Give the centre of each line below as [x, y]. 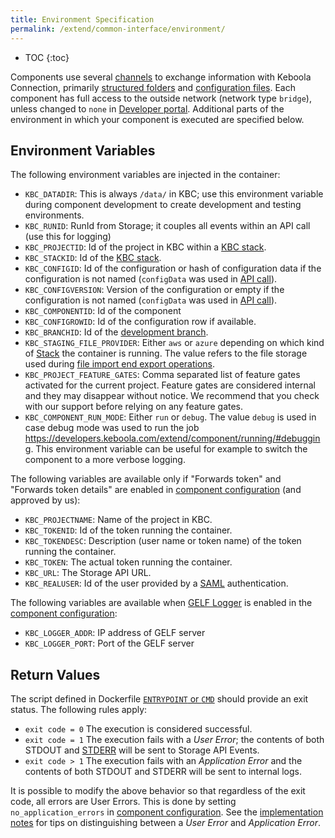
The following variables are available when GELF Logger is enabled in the [161, 603]
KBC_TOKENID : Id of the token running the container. [128, 530]
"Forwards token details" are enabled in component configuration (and [156, 490]
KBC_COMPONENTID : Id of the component [103, 311]
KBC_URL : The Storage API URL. [88, 573]
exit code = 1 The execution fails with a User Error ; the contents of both [174, 740]
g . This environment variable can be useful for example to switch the [166, 449]
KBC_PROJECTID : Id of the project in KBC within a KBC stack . [145, 247]
